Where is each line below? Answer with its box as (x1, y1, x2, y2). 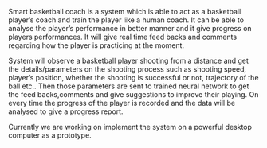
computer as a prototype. (8, 130, 92, 140)
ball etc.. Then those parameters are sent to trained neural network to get (8, 81, 249, 91)
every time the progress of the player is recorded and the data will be (8, 99, 236, 107)
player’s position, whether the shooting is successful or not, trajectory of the (8, 73, 259, 82)
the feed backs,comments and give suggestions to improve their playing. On (8, 90, 259, 99)
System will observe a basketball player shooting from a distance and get (8, 56, 249, 65)
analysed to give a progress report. (8, 107, 124, 116)
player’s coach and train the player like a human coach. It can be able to (8, 15, 245, 25)
